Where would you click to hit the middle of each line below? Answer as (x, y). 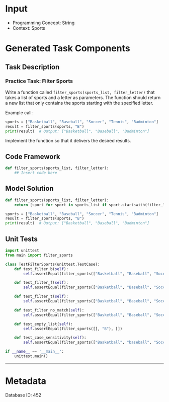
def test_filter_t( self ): (41, 297)
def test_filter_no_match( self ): (49, 310)
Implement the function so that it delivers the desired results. (68, 141)
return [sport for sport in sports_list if (61, 205)
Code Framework (33, 156)
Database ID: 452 (23, 395)
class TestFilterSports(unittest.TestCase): (53, 264)
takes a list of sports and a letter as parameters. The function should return (83, 97)
